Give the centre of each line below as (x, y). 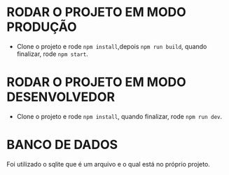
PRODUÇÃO (42, 27)
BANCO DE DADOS (62, 145)
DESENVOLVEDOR (61, 97)
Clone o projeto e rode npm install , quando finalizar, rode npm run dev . (119, 116)
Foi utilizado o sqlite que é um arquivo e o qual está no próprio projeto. (109, 164)
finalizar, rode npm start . (52, 54)
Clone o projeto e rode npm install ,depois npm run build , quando (112, 46)
